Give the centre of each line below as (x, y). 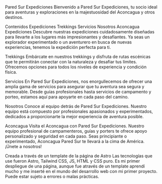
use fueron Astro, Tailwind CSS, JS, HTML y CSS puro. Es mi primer (73, 161)
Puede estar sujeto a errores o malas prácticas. (52, 176)
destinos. (14, 17)
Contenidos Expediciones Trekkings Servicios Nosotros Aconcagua (72, 27)
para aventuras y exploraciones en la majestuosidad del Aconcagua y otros (80, 12)
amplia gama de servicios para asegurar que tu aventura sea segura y (75, 86)
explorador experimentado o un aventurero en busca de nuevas (68, 42)
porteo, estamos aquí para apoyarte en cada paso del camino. (67, 97)
